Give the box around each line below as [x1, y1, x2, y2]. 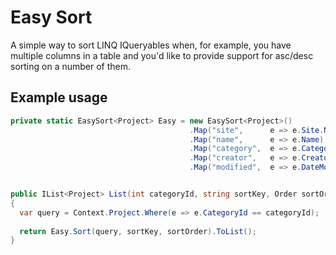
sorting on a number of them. [10, 60, 132, 72]
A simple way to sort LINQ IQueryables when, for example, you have [10, 39, 292, 51]
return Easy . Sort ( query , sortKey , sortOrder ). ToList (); [19, 226, 257, 236]
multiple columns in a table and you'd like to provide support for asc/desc [10, 49, 314, 61]
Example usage [10, 89, 108, 106]
